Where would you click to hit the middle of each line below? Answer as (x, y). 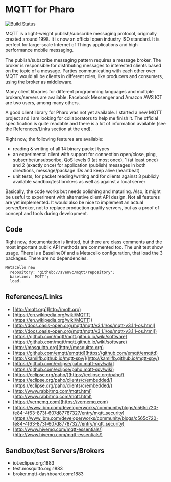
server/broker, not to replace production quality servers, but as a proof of (82, 208)
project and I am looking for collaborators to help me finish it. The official (82, 118)
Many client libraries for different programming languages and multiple (80, 91)
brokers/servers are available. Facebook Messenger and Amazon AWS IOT (84, 97)
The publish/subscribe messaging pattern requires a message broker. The (83, 60)
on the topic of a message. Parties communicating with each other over (80, 71)
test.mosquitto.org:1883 (38, 469)
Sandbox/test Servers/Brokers (55, 450)
